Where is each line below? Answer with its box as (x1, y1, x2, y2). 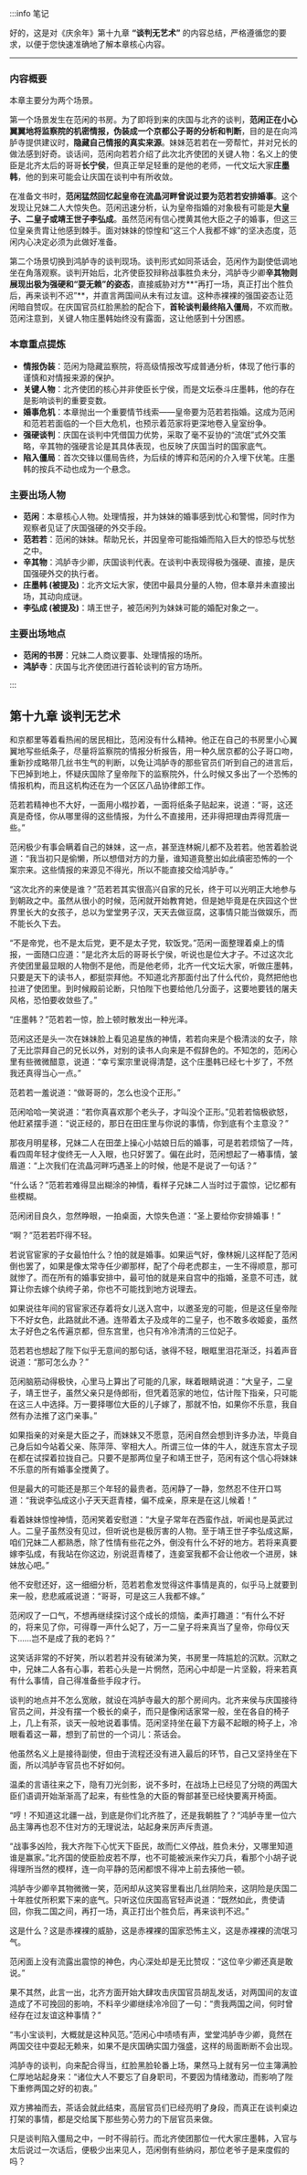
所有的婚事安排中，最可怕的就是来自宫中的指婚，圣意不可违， (57, 1272, 290, 1283)
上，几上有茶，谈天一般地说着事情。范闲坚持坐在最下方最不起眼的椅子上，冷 (9, 1717, 298, 1728)
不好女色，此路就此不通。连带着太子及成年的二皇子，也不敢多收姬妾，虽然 (16, 1315, 298, 1325)
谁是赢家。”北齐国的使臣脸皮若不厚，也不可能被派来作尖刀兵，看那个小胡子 (9, 1853, 290, 1863)
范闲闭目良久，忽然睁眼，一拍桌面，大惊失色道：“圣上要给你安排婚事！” (9, 1210, 281, 1221)
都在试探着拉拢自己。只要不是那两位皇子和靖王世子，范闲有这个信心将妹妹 (16, 1452, 298, 1463)
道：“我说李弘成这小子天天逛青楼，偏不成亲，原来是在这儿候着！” (9, 1494, 258, 1505)
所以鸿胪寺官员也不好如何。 (25, 1759, 130, 1770)
